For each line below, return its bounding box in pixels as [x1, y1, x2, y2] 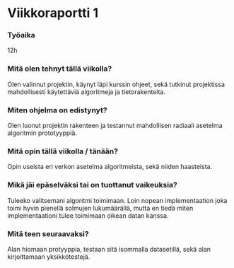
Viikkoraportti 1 [7, 5, 99, 21]
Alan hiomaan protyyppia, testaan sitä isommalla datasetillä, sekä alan [7, 245, 211, 253]
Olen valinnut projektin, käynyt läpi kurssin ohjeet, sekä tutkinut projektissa [7, 80, 225, 88]
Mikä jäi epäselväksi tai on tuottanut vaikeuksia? [7, 180, 178, 190]
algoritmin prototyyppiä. [7, 129, 78, 137]
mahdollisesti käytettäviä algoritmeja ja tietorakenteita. [7, 87, 166, 96]
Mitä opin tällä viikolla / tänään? [7, 146, 119, 156]
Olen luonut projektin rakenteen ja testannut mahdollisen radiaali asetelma [7, 122, 223, 130]
